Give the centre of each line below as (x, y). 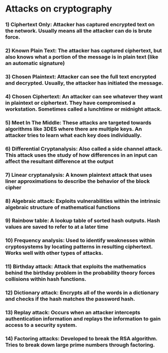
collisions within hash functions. (46, 279)
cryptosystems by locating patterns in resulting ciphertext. (79, 247)
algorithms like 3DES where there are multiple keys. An (74, 129)
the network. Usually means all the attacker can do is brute (78, 31)
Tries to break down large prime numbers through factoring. (80, 345)
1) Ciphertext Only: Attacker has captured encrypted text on (80, 25)
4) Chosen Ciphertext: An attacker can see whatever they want (84, 96)
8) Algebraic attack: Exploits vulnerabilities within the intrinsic (83, 201)
